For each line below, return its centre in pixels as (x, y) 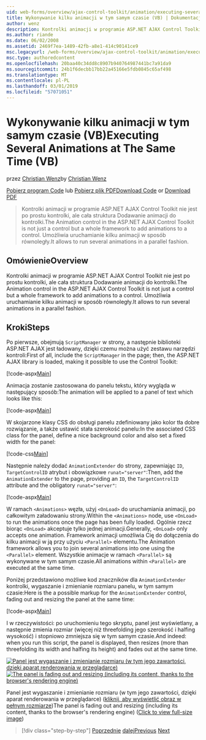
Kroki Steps (28, 328)
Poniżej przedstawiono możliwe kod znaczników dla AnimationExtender (96, 580)
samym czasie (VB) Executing (83, 135)
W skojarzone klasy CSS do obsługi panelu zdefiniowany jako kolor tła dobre (103, 423)
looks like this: (25, 399)
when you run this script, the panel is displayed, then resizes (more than (97, 643)
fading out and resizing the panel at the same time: (71, 599)
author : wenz (23, 23)
